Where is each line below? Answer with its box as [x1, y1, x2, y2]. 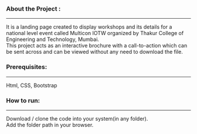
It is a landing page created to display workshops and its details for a [6, 23, 172, 30]
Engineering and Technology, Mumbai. [6, 36, 100, 43]
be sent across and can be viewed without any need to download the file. [6, 49, 183, 56]
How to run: [6, 96, 40, 104]
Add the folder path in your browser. [6, 121, 94, 128]
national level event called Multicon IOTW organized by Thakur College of [6, 30, 184, 37]
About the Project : [6, 5, 61, 13]
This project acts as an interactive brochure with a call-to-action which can [6, 42, 188, 49]
